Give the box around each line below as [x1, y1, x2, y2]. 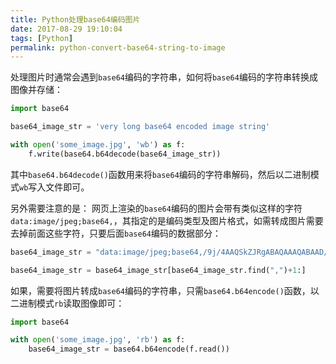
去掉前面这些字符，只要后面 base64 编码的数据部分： [10, 227, 222, 239]
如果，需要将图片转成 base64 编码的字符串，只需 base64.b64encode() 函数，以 [10, 284, 320, 296]
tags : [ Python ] [10, 33, 74, 43]
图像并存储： [10, 84, 63, 96]
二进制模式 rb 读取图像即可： [10, 297, 125, 309]
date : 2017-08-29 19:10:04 [10, 24, 123, 34]
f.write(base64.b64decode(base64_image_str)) [28, 149, 222, 159]
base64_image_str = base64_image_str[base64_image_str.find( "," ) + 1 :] [10, 265, 307, 275]
